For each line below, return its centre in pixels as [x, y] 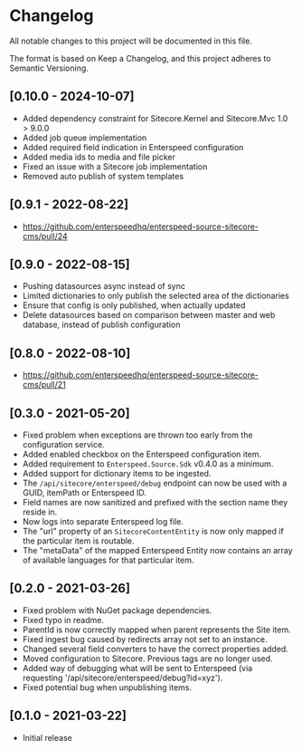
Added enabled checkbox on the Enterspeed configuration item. [142, 454]
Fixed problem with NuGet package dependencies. [117, 610]
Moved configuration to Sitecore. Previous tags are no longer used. [147, 659]
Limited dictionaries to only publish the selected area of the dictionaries [156, 296]
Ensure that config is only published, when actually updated [134, 305]
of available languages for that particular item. [108, 560]
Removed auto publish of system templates [103, 176]
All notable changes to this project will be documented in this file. [131, 41]
